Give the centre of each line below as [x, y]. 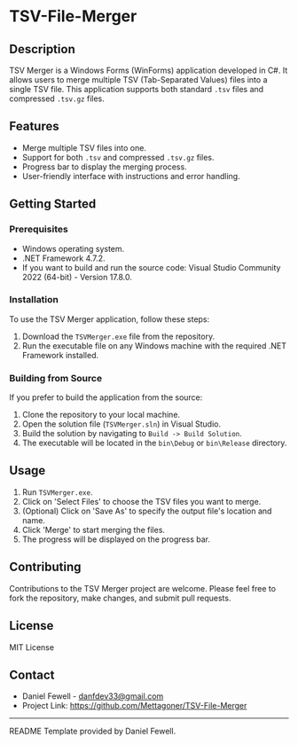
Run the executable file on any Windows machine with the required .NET [154, 345]
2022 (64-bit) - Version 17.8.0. [77, 277]
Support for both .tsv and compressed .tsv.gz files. [118, 157]
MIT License [32, 647]
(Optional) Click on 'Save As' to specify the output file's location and [147, 511]
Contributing [45, 567]
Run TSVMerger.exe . [57, 492]
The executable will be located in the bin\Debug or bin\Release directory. [154, 443]
